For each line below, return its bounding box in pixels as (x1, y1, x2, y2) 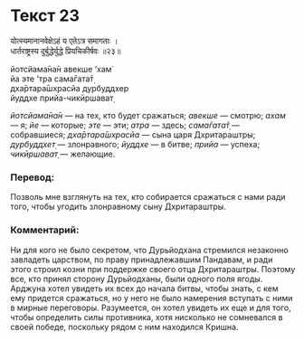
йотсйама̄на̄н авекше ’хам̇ (10, 63, 112, 74)
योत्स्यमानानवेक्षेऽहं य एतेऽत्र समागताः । (10, 35, 119, 46)
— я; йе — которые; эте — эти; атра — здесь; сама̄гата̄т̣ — (10, 119, 241, 130)
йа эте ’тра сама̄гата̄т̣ (10, 73, 94, 84)
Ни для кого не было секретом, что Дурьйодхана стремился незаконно (10, 244, 289, 255)
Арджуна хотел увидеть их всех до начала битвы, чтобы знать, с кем (10, 282, 279, 294)
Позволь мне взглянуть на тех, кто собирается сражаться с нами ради (10, 192, 286, 203)
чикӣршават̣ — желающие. (10, 148, 116, 159)
